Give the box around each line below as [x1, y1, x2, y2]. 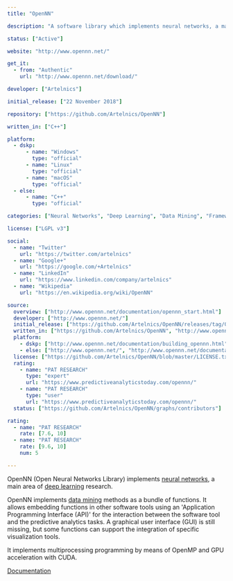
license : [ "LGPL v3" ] [7, 225, 70, 232]
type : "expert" [25, 372, 70, 380]
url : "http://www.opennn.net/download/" [19, 73, 138, 80]
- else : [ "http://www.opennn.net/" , [19, 347, 126, 354]
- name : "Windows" [25, 148, 79, 156]
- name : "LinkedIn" [13, 270, 70, 277]
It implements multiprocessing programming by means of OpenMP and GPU [7, 546, 224, 554]
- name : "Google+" [13, 257, 67, 264]
